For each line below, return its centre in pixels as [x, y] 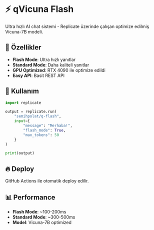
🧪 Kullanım [22, 91]
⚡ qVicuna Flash [39, 9]
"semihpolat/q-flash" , [38, 116]
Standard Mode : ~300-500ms [44, 217]
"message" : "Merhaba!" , [48, 126]
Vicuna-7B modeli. [24, 31]
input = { [22, 121]
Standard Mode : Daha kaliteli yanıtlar [51, 64]
